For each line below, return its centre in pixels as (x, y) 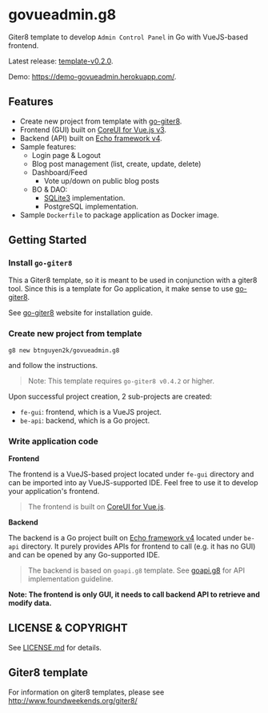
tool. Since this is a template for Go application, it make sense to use (121, 289)
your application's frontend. (54, 492)
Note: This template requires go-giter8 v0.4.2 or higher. (121, 381)
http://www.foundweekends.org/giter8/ (73, 700)
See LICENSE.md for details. (55, 647)
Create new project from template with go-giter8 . (101, 121)
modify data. (30, 603)
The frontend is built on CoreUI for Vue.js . (97, 507)
